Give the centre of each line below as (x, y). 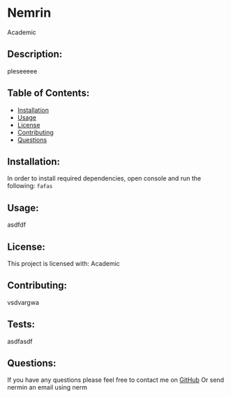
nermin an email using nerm (47, 388)
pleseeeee (22, 71)
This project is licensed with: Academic (64, 263)
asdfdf (17, 225)
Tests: (21, 324)
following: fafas (30, 186)
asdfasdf (20, 341)
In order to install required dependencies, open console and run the (104, 178)
